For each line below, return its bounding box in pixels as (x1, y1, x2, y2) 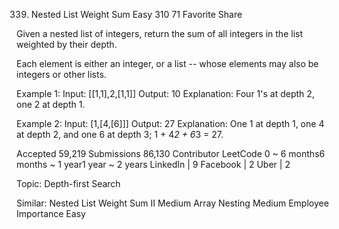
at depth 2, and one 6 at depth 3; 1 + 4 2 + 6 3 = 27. (16, 129, 224, 140)
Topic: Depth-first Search (16, 178, 121, 189)
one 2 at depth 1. (16, 99, 86, 110)
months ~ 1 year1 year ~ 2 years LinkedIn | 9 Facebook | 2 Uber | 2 (16, 159, 291, 170)
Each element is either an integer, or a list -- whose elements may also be (16, 58, 319, 69)
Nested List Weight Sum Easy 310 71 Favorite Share (30, 9, 243, 20)
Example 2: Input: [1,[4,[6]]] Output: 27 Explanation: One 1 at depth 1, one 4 (16, 118, 325, 129)
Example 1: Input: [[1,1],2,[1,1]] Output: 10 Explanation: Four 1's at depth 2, (16, 88, 315, 99)
